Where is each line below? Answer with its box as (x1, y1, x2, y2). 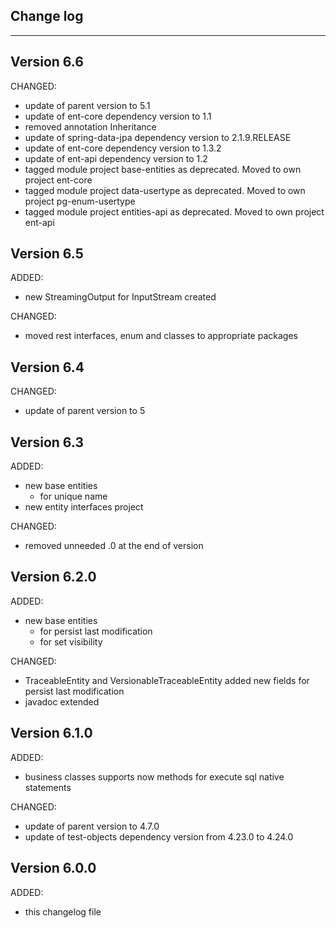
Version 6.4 (10, 359, 85, 376)
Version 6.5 (10, 245, 84, 263)
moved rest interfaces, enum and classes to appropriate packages (24, 330, 298, 342)
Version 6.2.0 (10, 569, 97, 586)
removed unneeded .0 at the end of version (24, 540, 204, 552)
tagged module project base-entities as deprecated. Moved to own (24, 163, 302, 175)
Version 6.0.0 (10, 860, 97, 877)
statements (24, 781, 72, 793)
